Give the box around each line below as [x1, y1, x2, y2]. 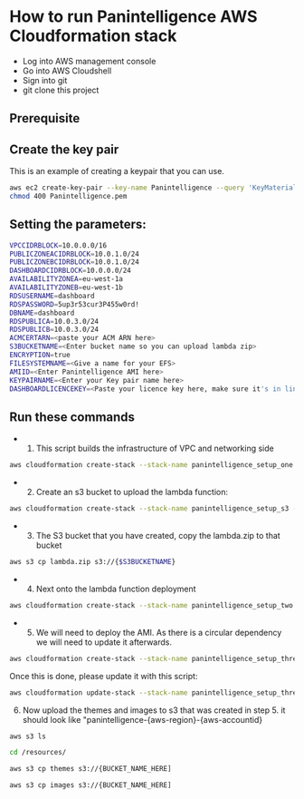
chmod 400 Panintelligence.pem [9, 192, 128, 201]
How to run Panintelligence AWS [9, 6, 258, 27]
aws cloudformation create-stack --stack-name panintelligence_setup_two [9, 600, 294, 609]
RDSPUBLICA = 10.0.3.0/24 [9, 317, 100, 326]
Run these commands [9, 409, 136, 424]
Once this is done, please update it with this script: [9, 670, 198, 681]
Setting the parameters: [9, 217, 147, 232]
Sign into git [22, 74, 68, 85]
